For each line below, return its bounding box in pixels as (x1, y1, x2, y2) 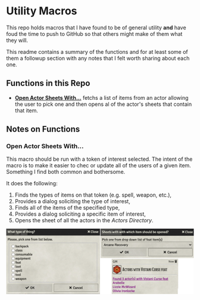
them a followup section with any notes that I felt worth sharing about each (6, 54, 190, 62)
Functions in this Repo (6, 78, 90, 88)
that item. (14, 106, 39, 114)
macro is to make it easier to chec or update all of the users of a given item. (6, 162, 192, 169)
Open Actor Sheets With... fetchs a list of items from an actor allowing (14, 94, 189, 101)
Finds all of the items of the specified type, (14, 204, 120, 212)
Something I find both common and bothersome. (6, 169, 126, 176)
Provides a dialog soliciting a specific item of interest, (14, 210, 146, 218)
